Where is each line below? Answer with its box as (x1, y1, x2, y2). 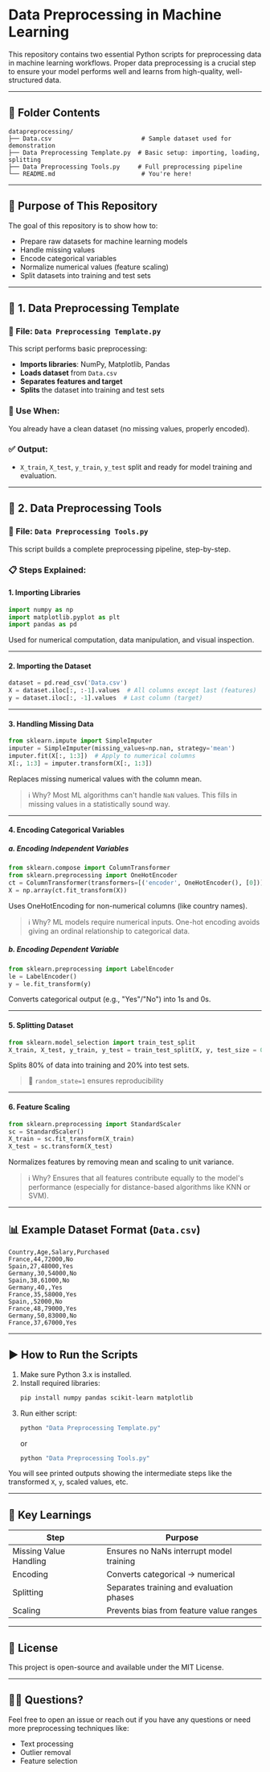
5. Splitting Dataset (8, 1021, 74, 1030)
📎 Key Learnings (8, 1508, 92, 1521)
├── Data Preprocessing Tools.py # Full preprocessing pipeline (8, 163, 243, 171)
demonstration (8, 141, 56, 150)
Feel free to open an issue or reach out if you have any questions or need (8, 1715, 251, 1724)
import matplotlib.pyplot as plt (8, 613, 121, 622)
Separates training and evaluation (106, 1582, 234, 1593)
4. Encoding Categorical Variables (8, 825, 125, 835)
